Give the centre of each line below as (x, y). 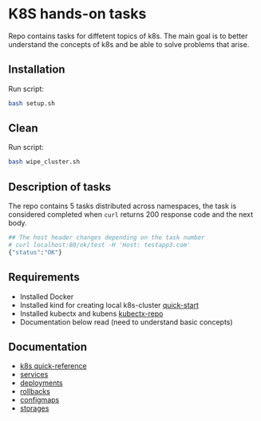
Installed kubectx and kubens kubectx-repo (91, 313)
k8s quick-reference (53, 366)
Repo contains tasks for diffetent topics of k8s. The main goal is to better (128, 36)
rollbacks (35, 391)
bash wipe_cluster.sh (44, 162)
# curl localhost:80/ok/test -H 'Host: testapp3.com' (100, 245)
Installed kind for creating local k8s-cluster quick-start (109, 305)
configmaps (40, 400)
